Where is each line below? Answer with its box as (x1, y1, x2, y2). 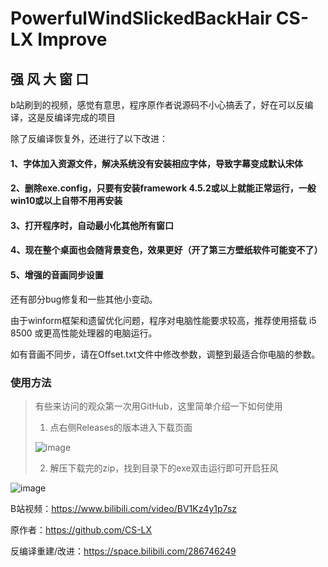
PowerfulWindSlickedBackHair (10, 7, 273, 30)
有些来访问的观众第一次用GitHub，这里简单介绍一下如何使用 (34, 400, 283, 412)
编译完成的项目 (53, 112, 116, 123)
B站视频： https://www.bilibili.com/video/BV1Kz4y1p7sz (10, 502, 238, 514)
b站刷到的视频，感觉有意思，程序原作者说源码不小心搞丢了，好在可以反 (10, 99, 305, 111)
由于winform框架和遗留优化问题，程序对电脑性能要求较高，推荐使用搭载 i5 (10, 314, 317, 326)
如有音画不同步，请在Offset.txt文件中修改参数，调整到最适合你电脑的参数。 (10, 348, 321, 360)
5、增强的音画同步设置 (10, 268, 104, 281)
